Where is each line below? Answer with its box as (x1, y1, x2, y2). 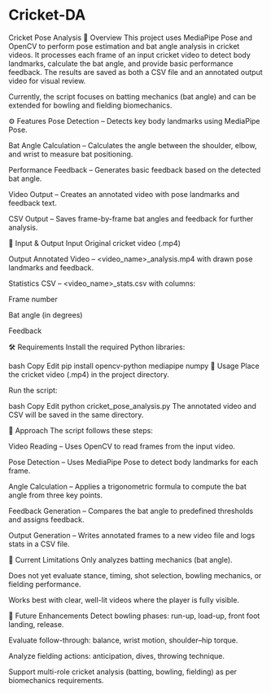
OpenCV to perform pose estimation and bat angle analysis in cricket (8, 41, 240, 50)
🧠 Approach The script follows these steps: (8, 425, 153, 435)
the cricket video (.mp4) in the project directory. (8, 369, 169, 379)
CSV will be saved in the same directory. (8, 410, 144, 419)
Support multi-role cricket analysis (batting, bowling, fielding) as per (8, 666, 238, 677)
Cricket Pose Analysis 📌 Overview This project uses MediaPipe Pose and (8, 33, 253, 42)
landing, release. (8, 619, 64, 629)
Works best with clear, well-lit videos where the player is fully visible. (8, 594, 240, 604)
